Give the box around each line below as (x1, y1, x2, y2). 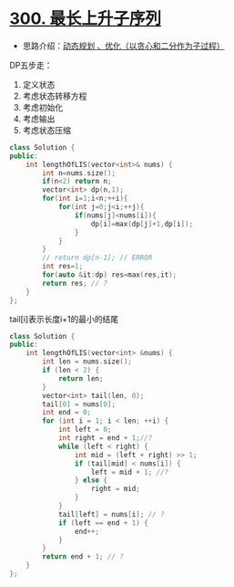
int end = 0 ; (42, 408, 92, 417)
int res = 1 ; (42, 262, 84, 271)
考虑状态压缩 (22, 124, 71, 135)
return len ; (57, 373, 104, 383)
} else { (74, 476, 107, 485)
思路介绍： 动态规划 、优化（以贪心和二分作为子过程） (22, 40, 225, 51)
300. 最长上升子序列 (9, 8, 162, 29)
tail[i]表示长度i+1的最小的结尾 (9, 313, 119, 324)
